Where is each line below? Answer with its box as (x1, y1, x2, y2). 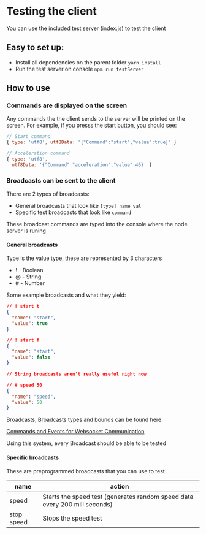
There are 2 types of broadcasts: (6, 190, 90, 197)
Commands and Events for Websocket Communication (6, 428, 145, 435)
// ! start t (6, 303, 40, 310)
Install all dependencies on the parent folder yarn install (15, 58, 161, 66)
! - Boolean (15, 267, 44, 274)
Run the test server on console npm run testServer (15, 65, 144, 72)
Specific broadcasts (6, 454, 59, 461)
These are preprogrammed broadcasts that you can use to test (6, 467, 166, 475)
